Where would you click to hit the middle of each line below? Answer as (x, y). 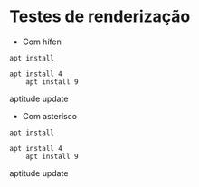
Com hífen (42, 42)
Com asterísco (50, 116)
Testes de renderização (100, 17)
